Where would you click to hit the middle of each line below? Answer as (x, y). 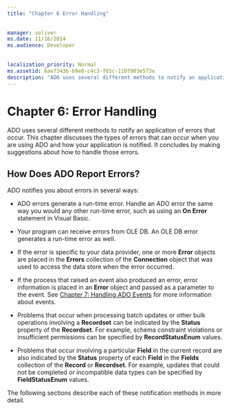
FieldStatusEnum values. (53, 380)
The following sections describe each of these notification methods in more (114, 393)
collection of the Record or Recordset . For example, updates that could (118, 365)
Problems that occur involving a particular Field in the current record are (119, 350)
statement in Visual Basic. (54, 218)
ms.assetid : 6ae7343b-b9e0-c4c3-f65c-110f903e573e (81, 71)
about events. (36, 302)
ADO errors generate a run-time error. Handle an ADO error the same (115, 204)
